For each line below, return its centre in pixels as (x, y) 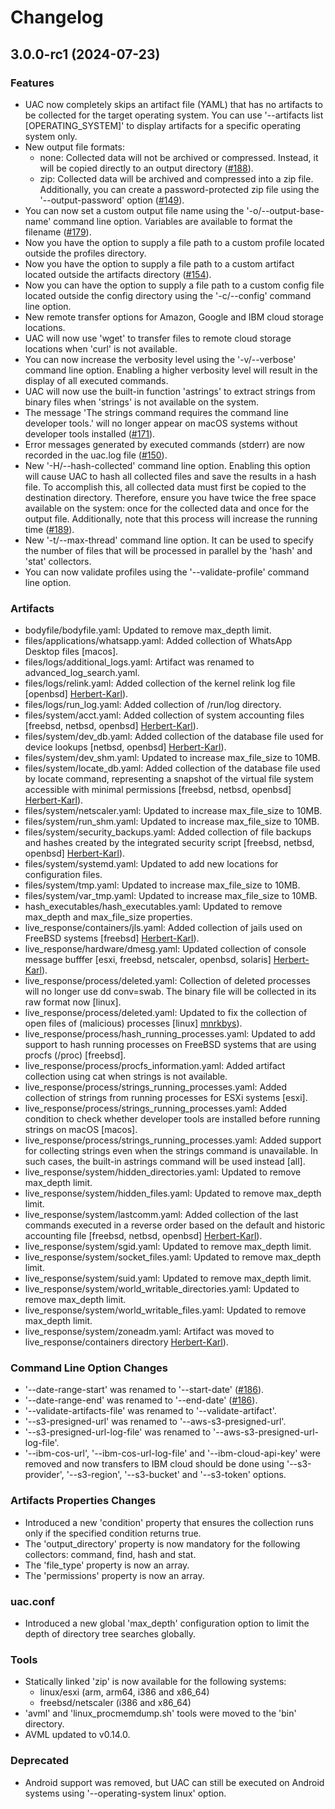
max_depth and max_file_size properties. (108, 917)
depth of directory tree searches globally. (110, 1634)
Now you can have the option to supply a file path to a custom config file (174, 285)
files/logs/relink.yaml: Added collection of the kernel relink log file (160, 683)
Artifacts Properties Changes (83, 1501)
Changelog (57, 17)
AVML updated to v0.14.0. (77, 1735)
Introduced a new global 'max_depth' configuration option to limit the (167, 1623)
